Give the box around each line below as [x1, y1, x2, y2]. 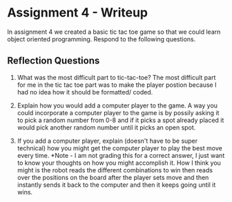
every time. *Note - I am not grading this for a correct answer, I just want [17, 151, 225, 159]
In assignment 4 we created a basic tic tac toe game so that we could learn [7, 28, 221, 36]
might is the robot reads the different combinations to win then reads [17, 165, 213, 174]
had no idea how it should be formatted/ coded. [17, 88, 153, 96]
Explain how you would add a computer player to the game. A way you [17, 101, 218, 110]
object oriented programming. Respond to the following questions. [7, 34, 196, 43]
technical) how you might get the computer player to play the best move [17, 143, 222, 152]
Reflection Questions [7, 55, 100, 67]
